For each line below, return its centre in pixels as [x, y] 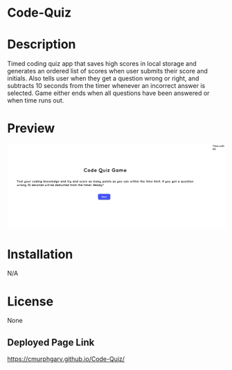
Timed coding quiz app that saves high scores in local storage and [102, 64]
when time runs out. [36, 100]
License [30, 301]
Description [42, 45]
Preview [31, 129]
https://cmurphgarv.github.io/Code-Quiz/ [66, 359]
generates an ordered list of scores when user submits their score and [107, 71]
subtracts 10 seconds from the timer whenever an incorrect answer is [106, 86]
